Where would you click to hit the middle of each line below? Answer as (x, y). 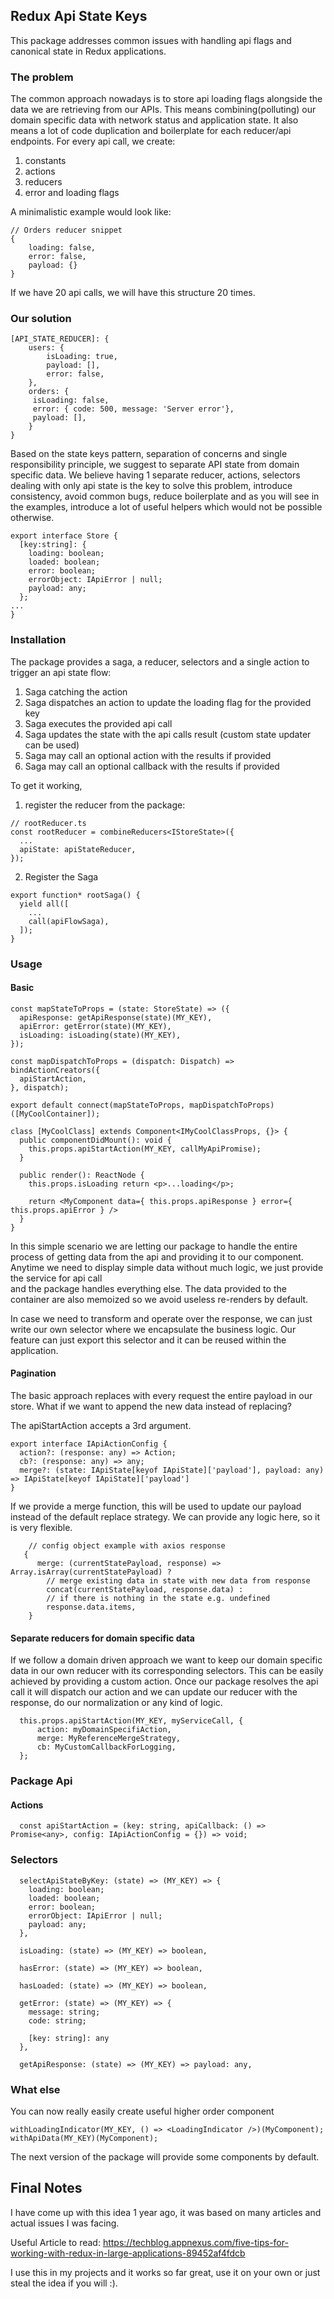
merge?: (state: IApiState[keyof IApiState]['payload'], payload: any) (172, 1470)
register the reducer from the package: (105, 805)
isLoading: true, (82, 357)
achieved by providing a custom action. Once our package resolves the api (164, 1681)
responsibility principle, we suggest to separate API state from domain (155, 465)
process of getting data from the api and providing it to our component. (157, 1256)
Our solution (41, 319)
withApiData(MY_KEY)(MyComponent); (84, 2138)
